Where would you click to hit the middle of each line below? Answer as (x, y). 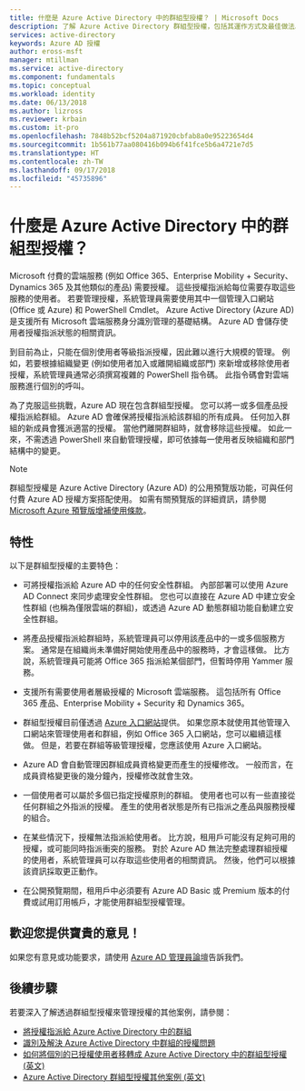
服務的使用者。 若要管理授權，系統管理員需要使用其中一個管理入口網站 (142, 299)
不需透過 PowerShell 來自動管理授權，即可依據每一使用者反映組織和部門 (160, 440)
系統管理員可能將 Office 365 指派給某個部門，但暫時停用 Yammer (161, 661)
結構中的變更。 (37, 451)
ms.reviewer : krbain (49, 119)
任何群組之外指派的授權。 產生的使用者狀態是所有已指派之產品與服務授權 (159, 806)
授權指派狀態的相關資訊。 (73, 333)
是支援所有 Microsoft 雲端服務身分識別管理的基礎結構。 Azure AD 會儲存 (145, 321)
